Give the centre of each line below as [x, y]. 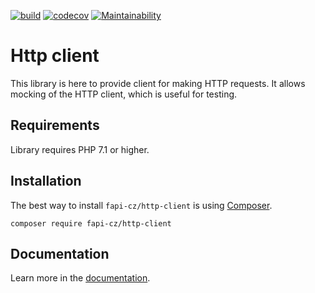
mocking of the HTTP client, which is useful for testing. [124, 94]
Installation [46, 181]
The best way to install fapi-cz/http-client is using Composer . [141, 205]
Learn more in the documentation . [80, 278]
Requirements [55, 125]
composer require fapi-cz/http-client [91, 223]
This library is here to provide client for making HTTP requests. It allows [158, 83]
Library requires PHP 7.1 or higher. [80, 149]
